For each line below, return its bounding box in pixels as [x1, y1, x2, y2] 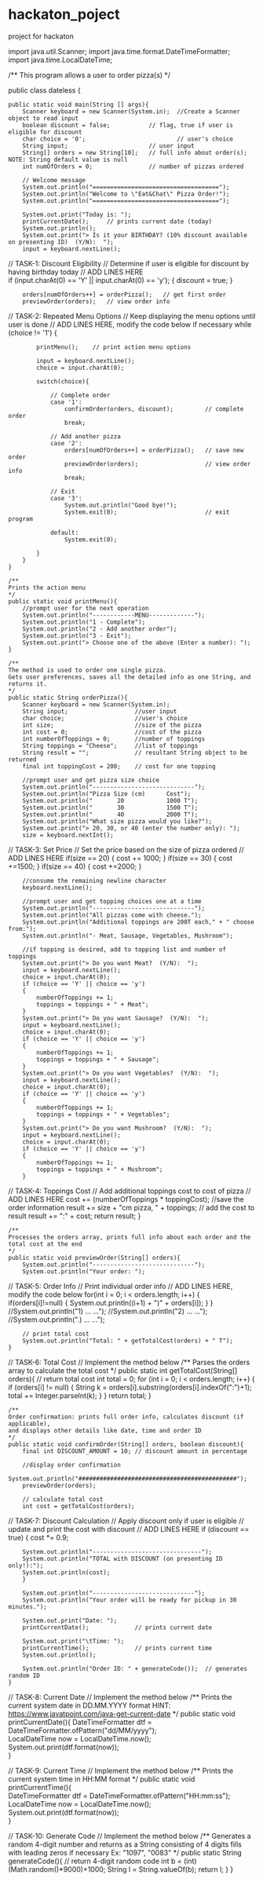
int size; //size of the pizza [22, 721, 202, 729]
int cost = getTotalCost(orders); [22, 1502, 135, 1510]
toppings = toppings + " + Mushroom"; [36, 1165, 163, 1174]
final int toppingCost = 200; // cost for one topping [22, 762, 216, 771]
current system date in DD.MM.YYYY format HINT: [8, 1701, 171, 1710]
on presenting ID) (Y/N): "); [8, 238, 114, 246]
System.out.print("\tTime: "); [22, 1637, 125, 1645]
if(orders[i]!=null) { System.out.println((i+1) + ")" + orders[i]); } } [8, 1298, 214, 1307]
